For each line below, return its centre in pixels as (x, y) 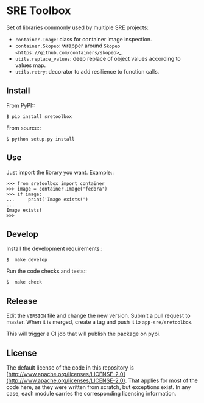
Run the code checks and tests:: (47, 271)
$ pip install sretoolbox (39, 116)
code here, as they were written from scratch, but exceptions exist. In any (99, 387)
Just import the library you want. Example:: (60, 172)
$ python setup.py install (40, 139)
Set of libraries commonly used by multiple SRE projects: (78, 27)
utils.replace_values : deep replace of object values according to (98, 58)
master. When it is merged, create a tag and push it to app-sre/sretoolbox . (100, 322)
